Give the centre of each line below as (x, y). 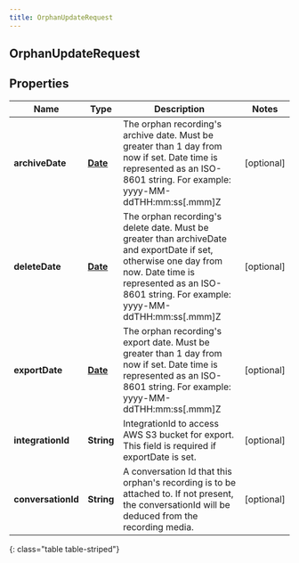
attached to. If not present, (178, 494)
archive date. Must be (168, 135)
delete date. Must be (166, 227)
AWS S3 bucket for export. (178, 435)
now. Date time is (159, 272)
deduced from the (161, 516)
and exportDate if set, (168, 249)
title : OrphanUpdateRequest (61, 17)
